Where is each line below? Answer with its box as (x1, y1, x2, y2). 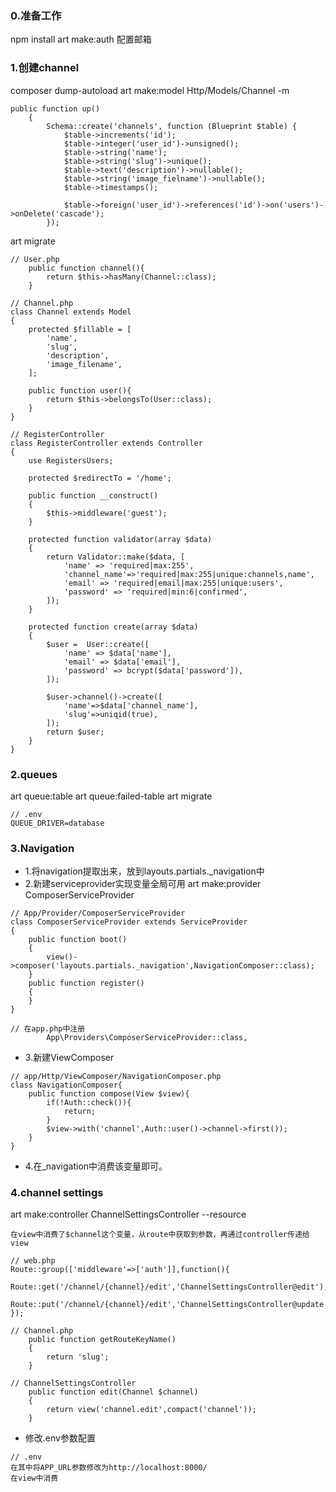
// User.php (10, 254, 60, 264)
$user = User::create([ (46, 639, 150, 649)
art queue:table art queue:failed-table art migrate (10, 790, 213, 802)
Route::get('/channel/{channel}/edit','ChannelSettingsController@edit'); (10, 1282, 329, 1292)
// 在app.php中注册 (10, 1024, 86, 1034)
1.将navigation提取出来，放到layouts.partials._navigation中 (24, 865, 265, 877)
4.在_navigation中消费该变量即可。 (24, 1160, 168, 1172)
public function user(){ (28, 385, 132, 396)
